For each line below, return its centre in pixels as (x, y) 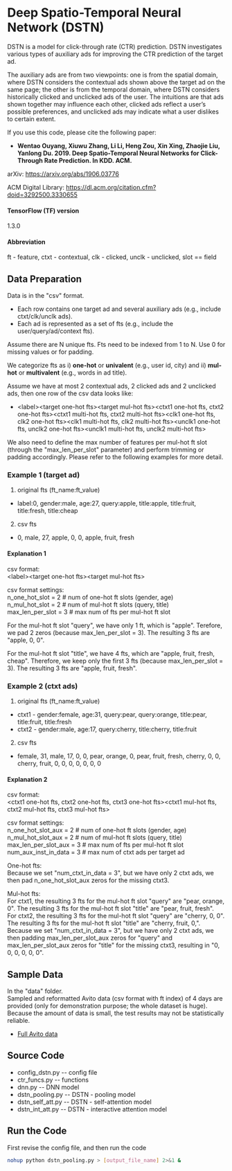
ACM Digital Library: (36, 187)
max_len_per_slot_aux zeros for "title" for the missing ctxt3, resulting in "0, (114, 945)
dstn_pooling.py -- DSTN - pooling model (77, 1094)
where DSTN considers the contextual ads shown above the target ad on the (116, 82)
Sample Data (35, 974)
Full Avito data (37, 1034)
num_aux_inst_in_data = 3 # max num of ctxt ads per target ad (96, 852)
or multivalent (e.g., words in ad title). (73, 373)
